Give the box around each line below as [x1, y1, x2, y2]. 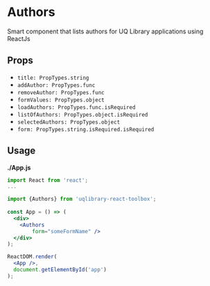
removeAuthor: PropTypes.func [17, 89, 105, 96]
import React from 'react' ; [7, 176, 89, 184]
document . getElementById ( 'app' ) [13, 267, 107, 274]
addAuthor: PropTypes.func [17, 81, 96, 89]
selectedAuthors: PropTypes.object [17, 119, 121, 126]
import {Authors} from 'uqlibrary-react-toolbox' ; [7, 196, 157, 203]
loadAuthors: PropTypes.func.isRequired [17, 103, 136, 111]
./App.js [7, 163, 31, 171]
